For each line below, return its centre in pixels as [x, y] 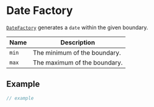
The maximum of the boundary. [78, 63]
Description [78, 42]
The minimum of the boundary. [77, 52]
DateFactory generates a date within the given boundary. [77, 27]
